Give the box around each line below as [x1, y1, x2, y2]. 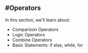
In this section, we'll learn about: [5, 17, 70, 23]
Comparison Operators [12, 26, 59, 32]
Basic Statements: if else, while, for [12, 42, 83, 48]
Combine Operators [12, 37, 52, 43]
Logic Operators [12, 31, 45, 37]
